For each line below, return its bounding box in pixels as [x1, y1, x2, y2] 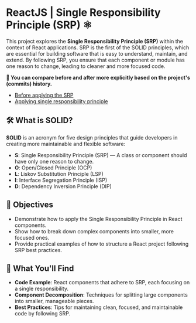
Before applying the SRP [14, 91, 74, 98]
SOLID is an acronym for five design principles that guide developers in [6, 134, 178, 141]
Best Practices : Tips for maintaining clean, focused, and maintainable [14, 304, 183, 311]
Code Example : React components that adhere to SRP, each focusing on [14, 279, 190, 286]
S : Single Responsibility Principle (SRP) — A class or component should [14, 151, 187, 158]
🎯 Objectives [6, 200, 54, 210]
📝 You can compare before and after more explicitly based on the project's [6, 74, 190, 81]
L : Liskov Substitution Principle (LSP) [14, 170, 104, 177]
